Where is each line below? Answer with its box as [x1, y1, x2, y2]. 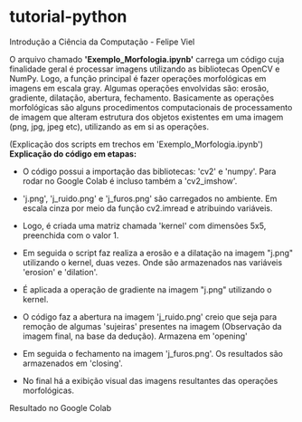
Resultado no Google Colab [9, 402, 112, 413]
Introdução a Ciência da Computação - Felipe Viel [9, 36, 195, 47]
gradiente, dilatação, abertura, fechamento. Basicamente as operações [9, 92, 274, 103]
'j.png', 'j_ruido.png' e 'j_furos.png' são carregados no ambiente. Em [22, 193, 278, 204]
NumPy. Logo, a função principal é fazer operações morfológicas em [9, 72, 267, 83]
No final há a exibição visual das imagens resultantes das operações [22, 375, 278, 386]
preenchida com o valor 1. [22, 229, 119, 241]
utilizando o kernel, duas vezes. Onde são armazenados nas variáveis [22, 256, 283, 268]
